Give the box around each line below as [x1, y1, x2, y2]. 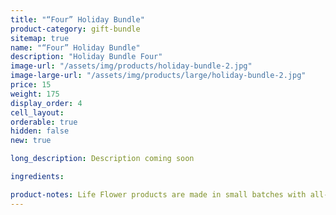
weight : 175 [10, 89, 60, 99]
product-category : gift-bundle [10, 24, 141, 34]
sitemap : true [10, 33, 70, 43]
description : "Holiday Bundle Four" [10, 52, 163, 62]
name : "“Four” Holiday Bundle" [10, 42, 141, 53]
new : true [10, 136, 52, 146]
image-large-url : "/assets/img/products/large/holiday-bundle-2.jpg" [10, 71, 307, 81]
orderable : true [10, 117, 78, 127]
